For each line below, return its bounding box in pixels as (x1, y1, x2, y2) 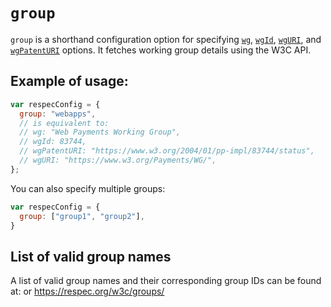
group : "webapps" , (19, 109, 97, 119)
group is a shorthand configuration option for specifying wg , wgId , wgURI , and (10, 33, 322, 45)
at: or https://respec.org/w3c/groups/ (10, 285, 165, 298)
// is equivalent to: (19, 118, 110, 128)
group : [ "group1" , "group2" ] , (19, 211, 145, 221)
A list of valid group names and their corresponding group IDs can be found (10, 275, 322, 287)
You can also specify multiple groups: (10, 182, 166, 194)
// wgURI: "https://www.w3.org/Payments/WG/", (19, 155, 217, 165)
